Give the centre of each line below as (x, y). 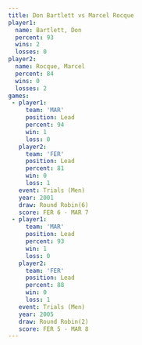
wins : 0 (28, 81)
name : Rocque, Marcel (50, 67)
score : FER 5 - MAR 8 (53, 329)
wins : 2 (28, 45)
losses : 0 (31, 52)
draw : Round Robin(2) (53, 321)
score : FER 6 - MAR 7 (53, 212)
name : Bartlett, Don (48, 30)
